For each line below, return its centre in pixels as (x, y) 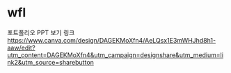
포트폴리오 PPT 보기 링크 (41, 32)
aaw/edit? (22, 48)
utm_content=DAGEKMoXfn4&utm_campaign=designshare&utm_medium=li (115, 55)
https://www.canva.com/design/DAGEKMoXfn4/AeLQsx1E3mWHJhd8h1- (112, 40)
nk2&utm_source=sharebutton (50, 62)
